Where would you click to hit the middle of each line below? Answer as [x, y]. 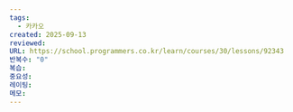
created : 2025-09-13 [48, 34]
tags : [19, 18]
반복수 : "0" [29, 60]
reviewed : [28, 43]
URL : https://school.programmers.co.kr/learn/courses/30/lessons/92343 [146, 51]
